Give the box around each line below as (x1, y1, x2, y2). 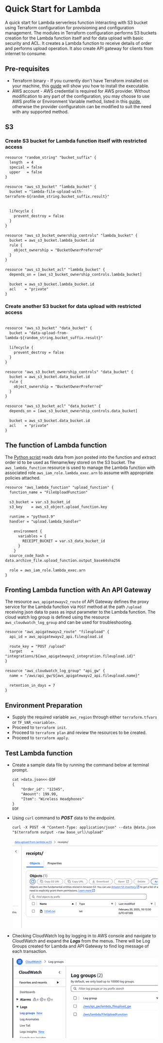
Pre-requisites (5, 65, 49, 73)
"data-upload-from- (29, 330, 68, 335)
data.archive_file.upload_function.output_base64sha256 (5, 558, 120, 563)
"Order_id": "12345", (21, 787, 65, 792)
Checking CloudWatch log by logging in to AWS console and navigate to (12, 932, 156, 939)
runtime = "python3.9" (9, 514, 55, 519)
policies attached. (5, 475, 41, 481)
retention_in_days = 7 (9, 683, 55, 688)
